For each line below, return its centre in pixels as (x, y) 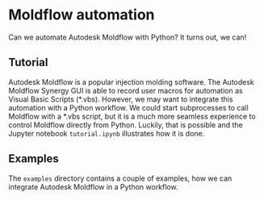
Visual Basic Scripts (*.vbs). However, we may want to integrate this (121, 99)
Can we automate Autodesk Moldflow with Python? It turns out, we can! (128, 37)
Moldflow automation (82, 15)
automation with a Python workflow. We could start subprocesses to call (128, 107)
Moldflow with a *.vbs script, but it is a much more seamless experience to (132, 116)
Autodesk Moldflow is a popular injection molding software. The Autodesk (131, 81)
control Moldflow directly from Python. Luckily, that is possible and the (126, 125)
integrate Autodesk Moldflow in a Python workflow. (93, 186)
